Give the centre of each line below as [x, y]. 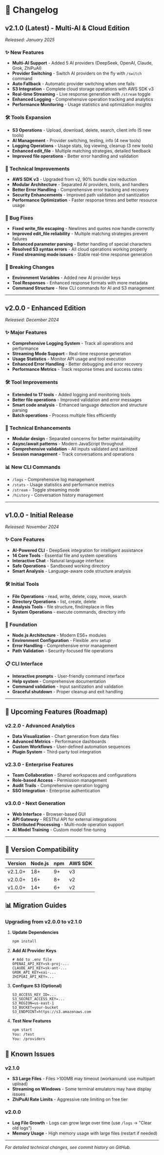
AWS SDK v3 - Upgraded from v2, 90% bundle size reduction [74, 179]
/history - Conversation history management [58, 495]
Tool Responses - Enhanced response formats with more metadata [80, 283]
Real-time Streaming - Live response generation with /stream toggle [81, 94]
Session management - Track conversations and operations [73, 454]
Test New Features [31, 1021]
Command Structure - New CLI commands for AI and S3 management [83, 288]
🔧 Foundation [21, 624]
